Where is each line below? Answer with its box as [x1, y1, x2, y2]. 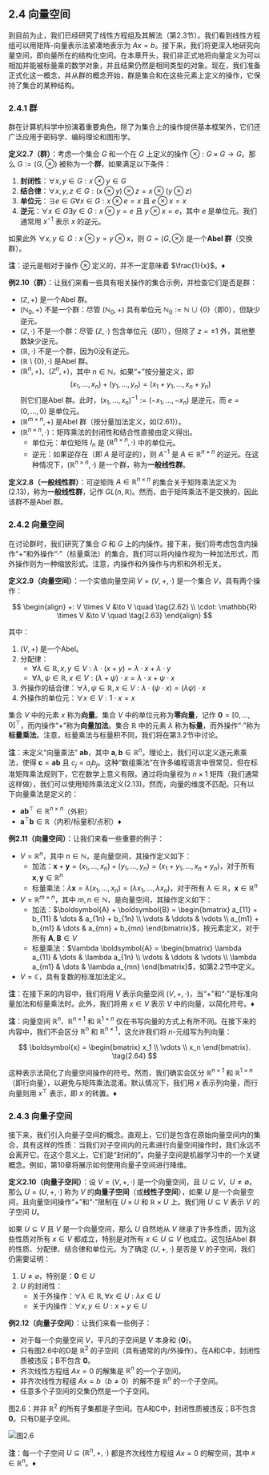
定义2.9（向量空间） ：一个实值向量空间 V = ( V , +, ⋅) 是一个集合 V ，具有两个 [8, 576, 254, 585]
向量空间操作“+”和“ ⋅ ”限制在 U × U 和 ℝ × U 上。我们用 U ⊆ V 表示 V [29, 1197, 251, 1207]
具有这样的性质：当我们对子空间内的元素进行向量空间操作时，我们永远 [22, 1140, 254, 1150]
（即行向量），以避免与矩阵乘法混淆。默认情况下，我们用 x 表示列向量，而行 [8, 1078, 259, 1087]
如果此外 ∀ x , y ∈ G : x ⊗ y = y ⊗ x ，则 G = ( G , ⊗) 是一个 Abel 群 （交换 [8, 233, 254, 243]
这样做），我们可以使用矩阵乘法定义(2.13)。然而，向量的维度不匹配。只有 [8, 779, 247, 789]
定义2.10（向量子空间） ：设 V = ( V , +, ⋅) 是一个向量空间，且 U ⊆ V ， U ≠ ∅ [8, 1177, 250, 1187]
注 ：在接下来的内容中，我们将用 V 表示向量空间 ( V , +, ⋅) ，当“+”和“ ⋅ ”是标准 [8, 989, 251, 999]
